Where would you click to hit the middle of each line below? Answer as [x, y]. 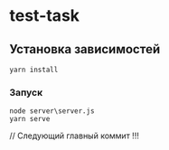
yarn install [34, 70]
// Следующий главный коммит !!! [75, 136]
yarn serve [30, 119]
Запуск [26, 92]
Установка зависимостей [85, 49]
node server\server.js [52, 111]
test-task [44, 16]
